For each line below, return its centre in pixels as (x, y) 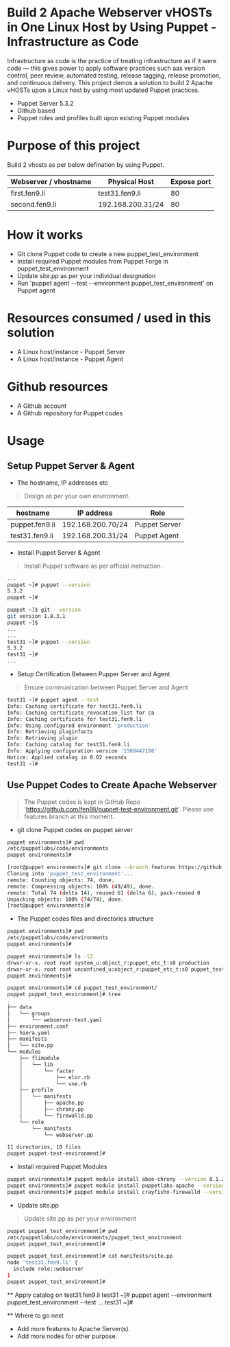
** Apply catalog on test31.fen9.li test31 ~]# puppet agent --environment (110, 1295)
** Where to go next (35, 1315)
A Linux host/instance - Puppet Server (71, 352)
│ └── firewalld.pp (56, 1116)
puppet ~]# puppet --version (49, 585)
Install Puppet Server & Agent (59, 552)
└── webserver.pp (68, 1135)
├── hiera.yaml (29, 1033)
